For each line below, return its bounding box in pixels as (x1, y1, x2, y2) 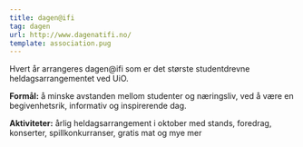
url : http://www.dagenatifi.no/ (9, 30, 132, 39)
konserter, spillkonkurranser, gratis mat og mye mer (9, 128, 202, 139)
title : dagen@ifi (9, 13, 75, 23)
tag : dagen (9, 22, 51, 31)
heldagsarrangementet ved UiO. (9, 73, 129, 84)
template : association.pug (9, 38, 112, 48)
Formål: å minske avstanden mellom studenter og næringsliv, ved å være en (9, 91, 294, 102)
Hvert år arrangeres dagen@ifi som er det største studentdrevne (9, 64, 250, 74)
